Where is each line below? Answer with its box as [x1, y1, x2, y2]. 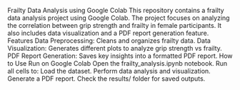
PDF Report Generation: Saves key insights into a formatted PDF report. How [7, 51, 233, 60]
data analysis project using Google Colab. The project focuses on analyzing [7, 14, 230, 22]
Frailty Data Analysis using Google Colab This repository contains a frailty [7, 6, 224, 14]
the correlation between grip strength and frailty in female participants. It [7, 21, 222, 29]
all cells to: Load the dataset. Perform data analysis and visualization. [7, 67, 211, 75]
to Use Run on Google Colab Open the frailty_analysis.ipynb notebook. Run [7, 59, 228, 67]
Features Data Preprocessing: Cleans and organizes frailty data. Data [7, 36, 211, 45]
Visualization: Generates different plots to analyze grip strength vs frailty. [7, 44, 223, 52]
